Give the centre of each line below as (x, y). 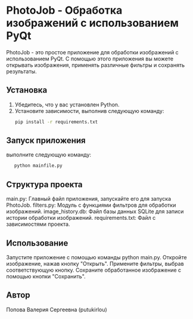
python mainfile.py (38, 166)
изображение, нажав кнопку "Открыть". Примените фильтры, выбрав (95, 263)
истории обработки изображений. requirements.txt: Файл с (81, 218)
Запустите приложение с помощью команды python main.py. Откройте (96, 257)
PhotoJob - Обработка (64, 10)
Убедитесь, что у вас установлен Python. (67, 105)
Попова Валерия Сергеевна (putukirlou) (57, 309)
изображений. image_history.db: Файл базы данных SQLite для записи (95, 211)
